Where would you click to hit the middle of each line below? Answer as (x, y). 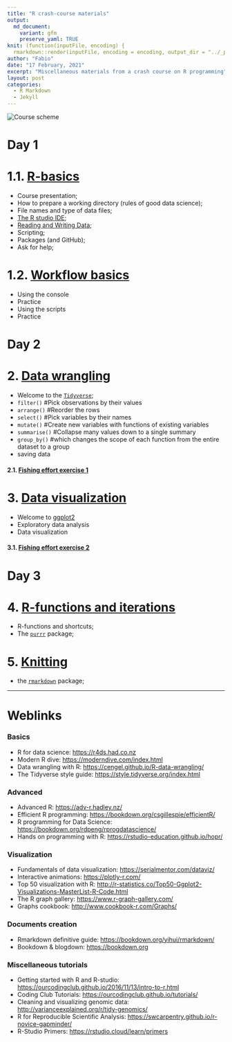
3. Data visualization (67, 497)
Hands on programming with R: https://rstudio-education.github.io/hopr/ (120, 837)
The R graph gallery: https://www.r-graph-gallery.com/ (95, 899)
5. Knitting (37, 662)
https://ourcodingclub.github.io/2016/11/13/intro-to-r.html (98, 987)
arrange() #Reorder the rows (58, 410)
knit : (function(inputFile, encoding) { (66, 46)
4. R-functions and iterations (91, 607)
